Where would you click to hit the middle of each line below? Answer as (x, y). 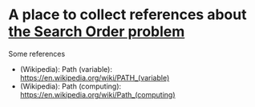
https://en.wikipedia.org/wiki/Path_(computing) (97, 94)
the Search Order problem (97, 32)
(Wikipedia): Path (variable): (66, 69)
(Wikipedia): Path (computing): (71, 86)
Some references (37, 53)
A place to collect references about (127, 15)
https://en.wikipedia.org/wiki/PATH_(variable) (95, 77)
